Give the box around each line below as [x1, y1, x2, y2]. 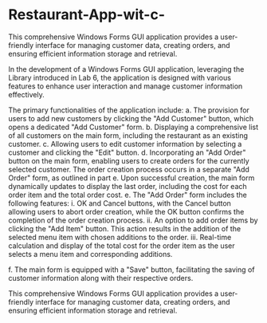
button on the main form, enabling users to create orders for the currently [8, 156, 249, 165]
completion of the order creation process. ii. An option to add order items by [8, 215, 258, 225]
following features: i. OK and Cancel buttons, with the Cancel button [8, 198, 231, 208]
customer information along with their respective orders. [8, 273, 194, 282]
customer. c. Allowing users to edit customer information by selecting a [8, 139, 242, 148]
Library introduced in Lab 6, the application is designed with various [8, 73, 231, 82]
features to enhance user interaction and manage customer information [8, 81, 243, 91]
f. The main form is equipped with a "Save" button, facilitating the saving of [8, 265, 255, 274]
